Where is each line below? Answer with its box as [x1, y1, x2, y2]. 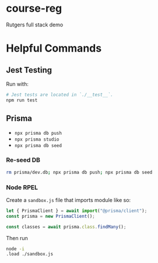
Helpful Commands [6, 42, 102, 55]
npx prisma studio [14, 136, 59, 142]
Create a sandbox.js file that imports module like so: [6, 196, 131, 203]
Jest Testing [6, 65, 52, 75]
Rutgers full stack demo [6, 21, 64, 28]
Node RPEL [6, 183, 38, 192]
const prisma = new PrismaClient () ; [6, 213, 95, 219]
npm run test [6, 97, 38, 103]
